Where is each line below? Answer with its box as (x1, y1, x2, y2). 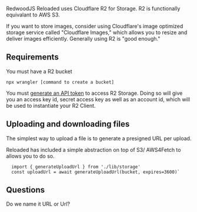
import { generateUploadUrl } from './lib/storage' (11, 164, 141, 170)
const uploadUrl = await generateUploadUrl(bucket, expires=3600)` (11, 169, 181, 175)
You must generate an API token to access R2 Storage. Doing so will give (6, 90, 183, 97)
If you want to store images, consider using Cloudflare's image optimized (6, 23, 183, 29)
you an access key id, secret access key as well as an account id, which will (6, 95, 190, 102)
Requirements (6, 52, 59, 62)
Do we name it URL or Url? (6, 200, 71, 208)
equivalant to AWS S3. (6, 11, 60, 18)
